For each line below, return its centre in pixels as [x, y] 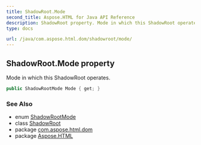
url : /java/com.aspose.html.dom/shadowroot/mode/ [69, 39]
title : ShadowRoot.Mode [36, 12]
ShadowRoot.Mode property [60, 63]
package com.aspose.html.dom [54, 129]
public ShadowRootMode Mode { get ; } [53, 88]
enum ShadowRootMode [45, 117]
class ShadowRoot [38, 124]
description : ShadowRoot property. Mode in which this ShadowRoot [91, 23]
